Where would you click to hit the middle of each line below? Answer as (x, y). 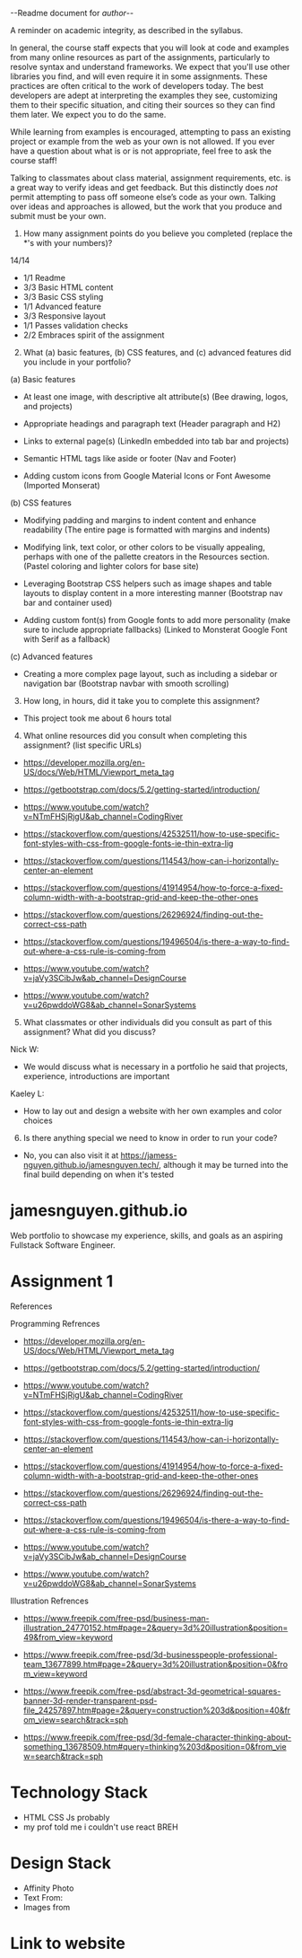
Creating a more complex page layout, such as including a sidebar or (150, 674)
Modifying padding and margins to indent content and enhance (139, 520)
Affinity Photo (48, 1888)
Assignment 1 (62, 1282)
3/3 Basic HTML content (68, 287)
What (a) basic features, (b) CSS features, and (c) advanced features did (157, 352)
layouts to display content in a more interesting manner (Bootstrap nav (153, 593)
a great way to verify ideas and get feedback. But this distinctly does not (144, 187)
